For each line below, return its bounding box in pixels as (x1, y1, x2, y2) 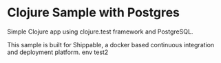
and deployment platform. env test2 (7, 48, 109, 56)
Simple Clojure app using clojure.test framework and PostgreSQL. (7, 27, 193, 36)
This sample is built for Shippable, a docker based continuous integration (7, 40, 215, 49)
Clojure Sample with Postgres (7, 5, 180, 21)
